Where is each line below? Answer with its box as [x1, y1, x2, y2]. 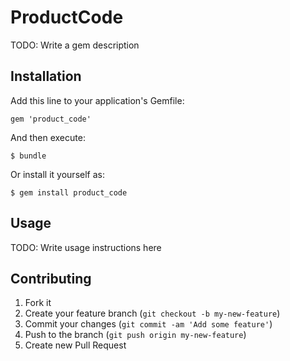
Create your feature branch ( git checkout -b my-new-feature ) [24, 307, 281, 320]
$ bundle [10, 151, 47, 161]
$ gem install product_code [10, 187, 128, 198]
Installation [10, 68, 82, 85]
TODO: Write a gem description [10, 39, 140, 51]
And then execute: [10, 131, 86, 143]
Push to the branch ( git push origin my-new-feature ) [24, 329, 247, 341]
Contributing [10, 270, 92, 287]
